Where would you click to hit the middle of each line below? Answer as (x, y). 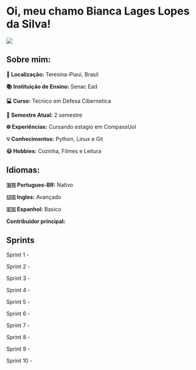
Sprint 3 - (18, 278)
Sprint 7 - (18, 326)
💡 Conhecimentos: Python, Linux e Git (55, 139)
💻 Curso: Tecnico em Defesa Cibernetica (59, 101)
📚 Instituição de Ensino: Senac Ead (52, 86)
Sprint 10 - (19, 361)
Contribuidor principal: (36, 221)
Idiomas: (23, 170)
